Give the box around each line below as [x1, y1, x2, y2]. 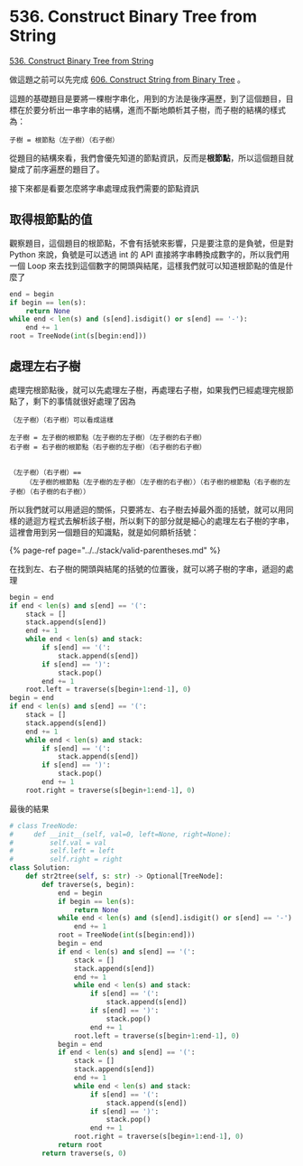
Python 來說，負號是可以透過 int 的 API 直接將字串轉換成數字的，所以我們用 [9, 248, 290, 259]
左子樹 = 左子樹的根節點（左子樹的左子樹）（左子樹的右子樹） [9, 433, 207, 442]
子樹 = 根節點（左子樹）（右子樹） [9, 135, 119, 145]
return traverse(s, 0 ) [41, 1149, 127, 1158]
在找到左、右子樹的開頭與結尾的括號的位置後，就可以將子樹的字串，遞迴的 [9, 563, 286, 574]
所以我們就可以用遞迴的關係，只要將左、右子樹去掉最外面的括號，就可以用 [9, 504, 286, 515]
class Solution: [9, 863, 70, 872]
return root [57, 1141, 103, 1150]
